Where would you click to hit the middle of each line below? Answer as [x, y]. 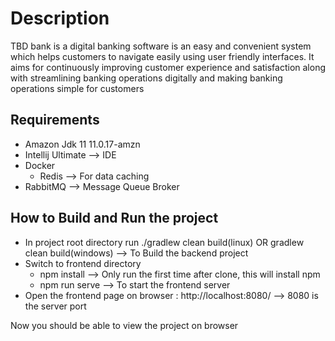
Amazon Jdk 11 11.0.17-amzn [82, 144]
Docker [40, 165]
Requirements [55, 120]
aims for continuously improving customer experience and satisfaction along [168, 67]
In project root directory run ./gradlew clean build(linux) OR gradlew [164, 242]
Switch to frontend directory [83, 263]
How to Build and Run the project [114, 218]
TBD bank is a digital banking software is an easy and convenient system [161, 46]
